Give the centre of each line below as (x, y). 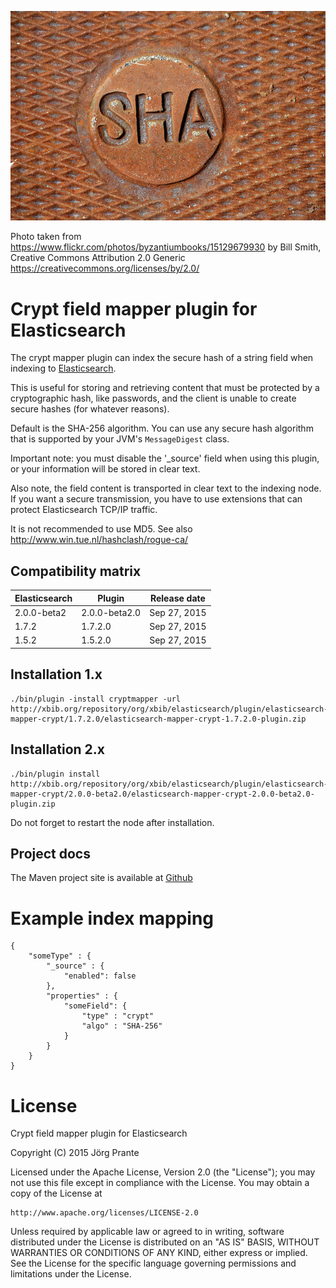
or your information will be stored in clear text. (105, 469)
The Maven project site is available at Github (101, 878)
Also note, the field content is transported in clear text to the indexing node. (166, 488)
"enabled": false (100, 976)
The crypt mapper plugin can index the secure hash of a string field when (162, 358)
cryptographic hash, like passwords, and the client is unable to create (153, 398)
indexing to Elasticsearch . (63, 368)
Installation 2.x (58, 749)
